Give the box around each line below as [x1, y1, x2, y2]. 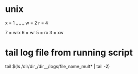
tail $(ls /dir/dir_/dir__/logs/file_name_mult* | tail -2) [5, 63, 110, 69]
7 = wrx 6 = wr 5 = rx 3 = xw [5, 29, 64, 35]
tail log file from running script [5, 47, 133, 58]
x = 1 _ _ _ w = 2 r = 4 [5, 20, 48, 26]
